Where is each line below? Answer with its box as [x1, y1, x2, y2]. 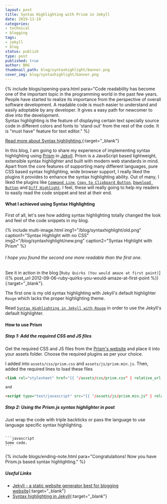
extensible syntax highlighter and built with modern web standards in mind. [5, 158, 159, 164]
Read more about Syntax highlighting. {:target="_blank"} [5, 137, 119, 143]
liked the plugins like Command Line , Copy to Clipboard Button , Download [5, 179, 151, 185]
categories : [5, 21, 30, 26]
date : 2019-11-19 [5, 16, 41, 21]
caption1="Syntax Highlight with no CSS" [5, 233, 89, 239]
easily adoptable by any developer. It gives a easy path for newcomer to [5, 107, 153, 113]
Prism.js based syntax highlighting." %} [5, 459, 86, 465]
